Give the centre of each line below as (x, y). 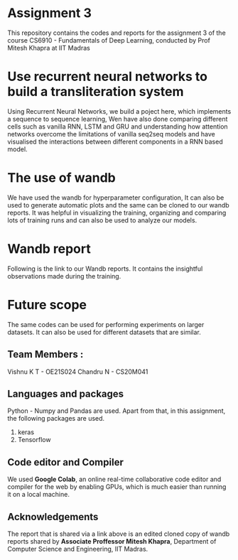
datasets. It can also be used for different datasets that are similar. (104, 332)
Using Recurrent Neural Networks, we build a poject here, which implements (119, 111)
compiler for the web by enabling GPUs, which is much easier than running (117, 487)
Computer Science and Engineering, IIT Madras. (78, 549)
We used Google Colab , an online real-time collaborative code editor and (114, 479)
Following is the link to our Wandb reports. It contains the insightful (105, 269)
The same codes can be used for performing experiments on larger (106, 324)
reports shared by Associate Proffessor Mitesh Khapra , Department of (112, 541)
